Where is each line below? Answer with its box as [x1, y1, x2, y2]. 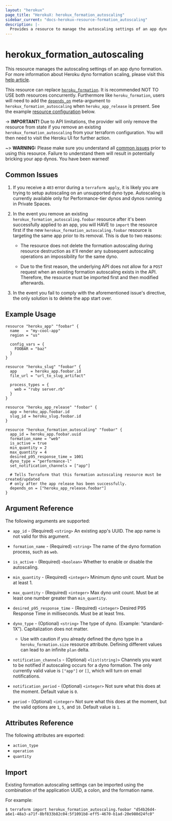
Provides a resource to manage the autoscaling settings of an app [10, 27, 157, 32]
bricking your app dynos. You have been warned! [5, 156, 109, 162]
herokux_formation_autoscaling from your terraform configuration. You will [5, 130, 163, 136]
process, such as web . [12, 549, 59, 555]
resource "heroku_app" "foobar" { [5, 323, 79, 329]
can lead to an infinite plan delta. [20, 646, 90, 653]
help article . [5, 77, 31, 83]
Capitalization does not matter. [24, 626, 89, 632]
